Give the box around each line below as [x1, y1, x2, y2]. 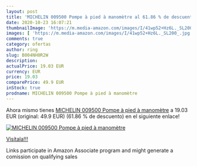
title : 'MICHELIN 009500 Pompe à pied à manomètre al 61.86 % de [6, 14, 169, 20]
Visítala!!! [6, 135, 28, 143]
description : [6, 57, 38, 63]
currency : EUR [6, 69, 41, 74]
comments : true [6, 36, 43, 42]
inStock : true [6, 85, 41, 91]
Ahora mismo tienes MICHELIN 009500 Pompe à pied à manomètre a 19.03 [6, 106, 188, 113]
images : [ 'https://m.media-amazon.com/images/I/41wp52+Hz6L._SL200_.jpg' [6, 31, 193, 36]
